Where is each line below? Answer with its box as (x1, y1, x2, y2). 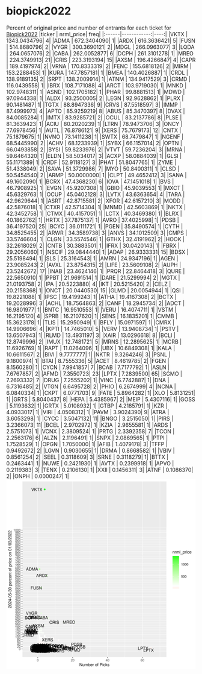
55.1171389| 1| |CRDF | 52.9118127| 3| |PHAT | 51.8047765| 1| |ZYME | (6, 159, 176, 166)
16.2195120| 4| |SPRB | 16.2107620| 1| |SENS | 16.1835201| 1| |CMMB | (6, 312, 178, 320)
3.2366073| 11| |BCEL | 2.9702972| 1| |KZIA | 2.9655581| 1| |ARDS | (6, 421, 171, 429)
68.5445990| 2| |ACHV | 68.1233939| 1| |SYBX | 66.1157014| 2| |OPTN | (6, 139, 182, 146)
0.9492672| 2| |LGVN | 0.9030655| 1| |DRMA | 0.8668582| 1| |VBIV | (6, 447, 176, 454)
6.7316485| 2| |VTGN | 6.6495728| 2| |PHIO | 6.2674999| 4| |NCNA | (6, 383, 176, 390)
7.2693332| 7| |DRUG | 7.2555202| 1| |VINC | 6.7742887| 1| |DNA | (6, 376, 170, 383)
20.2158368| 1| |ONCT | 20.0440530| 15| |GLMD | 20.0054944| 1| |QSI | (6, 286, 185, 294)
